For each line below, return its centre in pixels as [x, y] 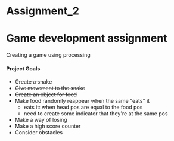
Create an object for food [46, 94]
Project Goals [23, 68]
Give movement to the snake [50, 88]
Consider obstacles [39, 133]
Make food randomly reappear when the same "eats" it [82, 101]
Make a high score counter [48, 126]
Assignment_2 [43, 11]
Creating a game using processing [48, 55]
